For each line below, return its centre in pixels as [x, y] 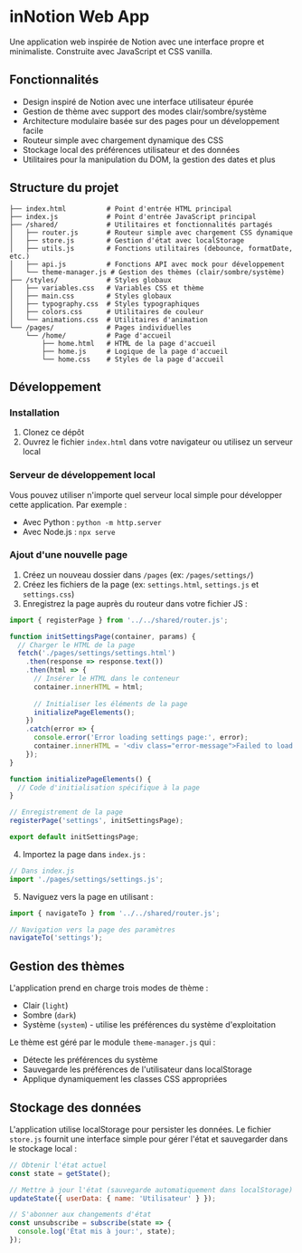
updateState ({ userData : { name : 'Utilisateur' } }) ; [113, 1198]
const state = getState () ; [60, 1173]
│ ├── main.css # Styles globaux [90, 296]
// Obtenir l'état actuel [58, 1165]
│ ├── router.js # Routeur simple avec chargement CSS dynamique [151, 233]
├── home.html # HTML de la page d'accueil [129, 343]
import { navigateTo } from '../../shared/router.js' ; [115, 913]
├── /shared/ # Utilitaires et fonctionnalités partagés [141, 225]
